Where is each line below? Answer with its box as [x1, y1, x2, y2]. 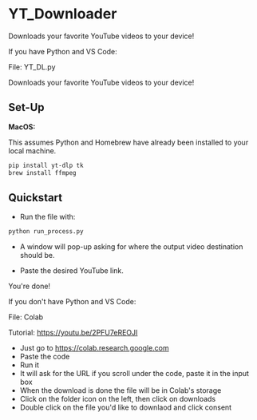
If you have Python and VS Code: [8, 46, 117, 56]
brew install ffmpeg [8, 168, 77, 176]
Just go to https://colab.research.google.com [19, 343, 169, 353]
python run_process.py [8, 228, 84, 236]
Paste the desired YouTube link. [19, 266, 124, 275]
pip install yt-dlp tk [8, 161, 84, 169]
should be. [19, 251, 55, 260]
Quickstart [8, 191, 63, 204]
